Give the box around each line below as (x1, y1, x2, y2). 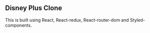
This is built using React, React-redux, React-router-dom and (5, 17, 129, 23)
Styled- (130, 17, 146, 23)
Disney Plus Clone (5, 4, 63, 12)
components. (5, 22, 32, 28)
